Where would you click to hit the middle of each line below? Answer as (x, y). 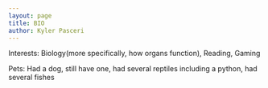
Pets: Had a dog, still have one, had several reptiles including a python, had (133, 69)
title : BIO (27, 23)
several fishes (31, 78)
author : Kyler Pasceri (46, 30)
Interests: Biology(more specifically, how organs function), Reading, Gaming (134, 54)
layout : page (30, 16)
